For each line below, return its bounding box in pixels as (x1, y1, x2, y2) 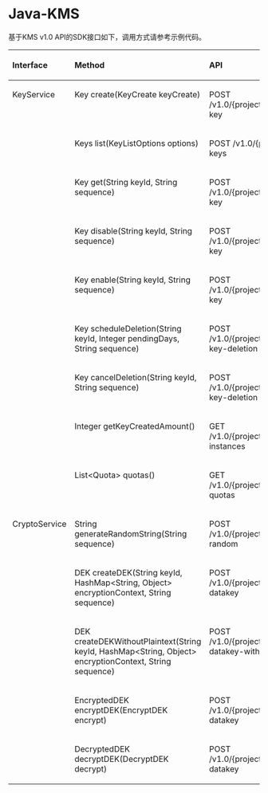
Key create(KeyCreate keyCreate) (74, 88, 201, 100)
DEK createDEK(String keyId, (74, 567, 183, 578)
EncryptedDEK (74, 694, 130, 705)
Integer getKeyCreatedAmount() (74, 420, 195, 431)
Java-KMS (8, 5, 80, 23)
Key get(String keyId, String (74, 176, 178, 187)
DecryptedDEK (74, 743, 130, 754)
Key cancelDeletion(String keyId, (74, 371, 197, 383)
